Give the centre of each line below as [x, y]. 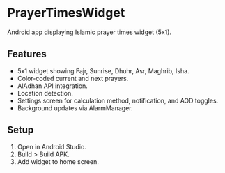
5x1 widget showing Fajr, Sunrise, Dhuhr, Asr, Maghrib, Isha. [103, 70]
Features [27, 54]
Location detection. [45, 93]
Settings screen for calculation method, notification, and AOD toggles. [118, 100]
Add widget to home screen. [58, 161]
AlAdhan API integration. [53, 86]
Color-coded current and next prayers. [73, 78]
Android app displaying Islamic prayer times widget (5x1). [90, 32]
